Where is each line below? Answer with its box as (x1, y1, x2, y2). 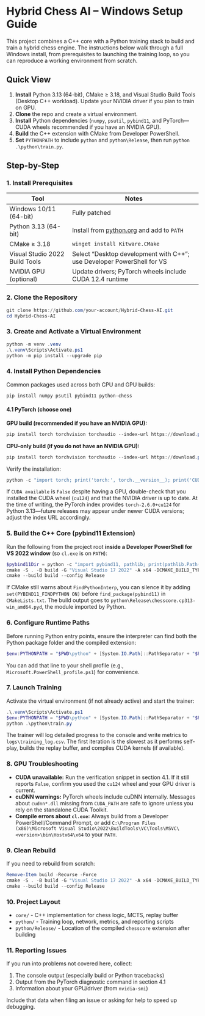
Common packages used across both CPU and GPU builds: (6, 380, 156, 388)
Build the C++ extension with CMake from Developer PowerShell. (15, 129, 180, 137)
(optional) (9, 275, 38, 283)
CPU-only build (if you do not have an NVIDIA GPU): (6, 442, 140, 449)
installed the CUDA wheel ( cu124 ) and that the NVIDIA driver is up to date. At (6, 495, 198, 502)
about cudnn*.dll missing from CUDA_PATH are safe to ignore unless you (15, 799, 193, 807)
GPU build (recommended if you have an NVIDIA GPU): (6, 419, 148, 427)
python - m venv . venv (6, 341, 62, 347)
